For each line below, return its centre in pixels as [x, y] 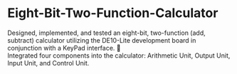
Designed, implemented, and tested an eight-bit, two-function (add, [107, 33]
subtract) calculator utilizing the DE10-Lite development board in [102, 40]
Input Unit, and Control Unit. [48, 63]
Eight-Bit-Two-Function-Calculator [113, 13]
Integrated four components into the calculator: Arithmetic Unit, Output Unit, [119, 55]
